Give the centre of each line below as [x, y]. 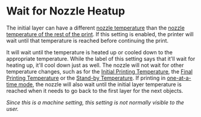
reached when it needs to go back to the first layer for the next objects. [95, 90]
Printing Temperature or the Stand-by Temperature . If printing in [86, 78]
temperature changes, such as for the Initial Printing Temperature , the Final [100, 71]
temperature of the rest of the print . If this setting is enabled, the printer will [100, 34]
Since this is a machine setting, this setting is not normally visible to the [95, 102]
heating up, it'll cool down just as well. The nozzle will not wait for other [95, 65]
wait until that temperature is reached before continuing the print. [88, 40]
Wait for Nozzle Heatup [66, 11]
